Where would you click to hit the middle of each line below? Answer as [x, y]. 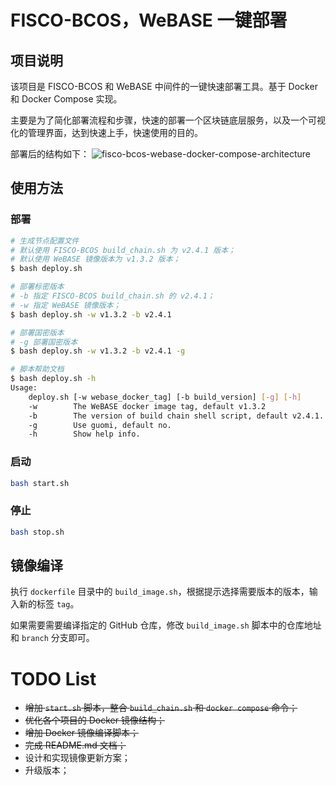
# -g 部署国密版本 [44, 342]
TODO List [53, 678]
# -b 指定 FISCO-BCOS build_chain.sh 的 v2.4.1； [112, 296]
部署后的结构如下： [50, 154]
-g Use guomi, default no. [100, 425]
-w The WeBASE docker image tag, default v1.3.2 [147, 406]
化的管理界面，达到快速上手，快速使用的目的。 [106, 132]
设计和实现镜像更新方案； [77, 758]
